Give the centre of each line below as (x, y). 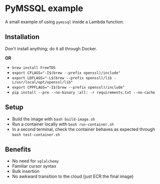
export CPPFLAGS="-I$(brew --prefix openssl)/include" (68, 87)
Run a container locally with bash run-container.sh (63, 124)
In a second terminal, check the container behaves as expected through (84, 129)
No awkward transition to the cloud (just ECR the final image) (73, 176)
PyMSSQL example (44, 8)
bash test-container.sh (36, 135)
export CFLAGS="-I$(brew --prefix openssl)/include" (66, 73)
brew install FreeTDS (34, 68)
